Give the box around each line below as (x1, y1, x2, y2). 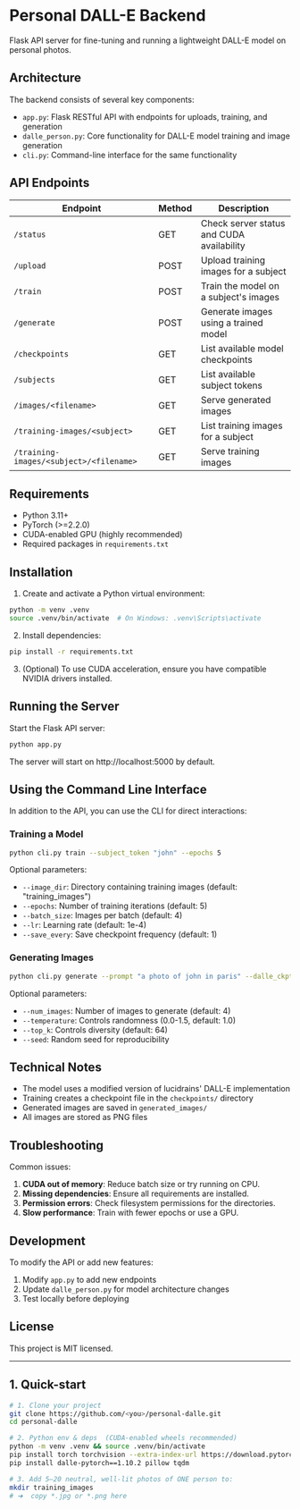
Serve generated (200, 393, 271, 406)
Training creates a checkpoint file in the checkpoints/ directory (21, 1092, 254, 1104)
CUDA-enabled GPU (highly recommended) (21, 529, 183, 540)
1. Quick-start (9, 1378, 87, 1393)
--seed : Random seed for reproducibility (21, 1033, 170, 1044)
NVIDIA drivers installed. (21, 672, 113, 684)
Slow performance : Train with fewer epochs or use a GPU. (21, 1208, 239, 1218)
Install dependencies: (21, 629, 102, 640)
